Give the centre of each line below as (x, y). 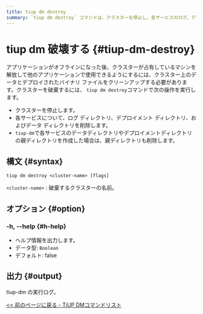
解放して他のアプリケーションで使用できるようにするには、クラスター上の (99, 75)
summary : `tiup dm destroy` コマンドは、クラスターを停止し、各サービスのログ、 (99, 18)
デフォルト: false (36, 255)
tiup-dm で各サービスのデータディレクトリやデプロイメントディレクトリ (103, 133)
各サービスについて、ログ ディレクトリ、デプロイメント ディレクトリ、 (103, 118)
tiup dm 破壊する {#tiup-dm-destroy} (101, 49)
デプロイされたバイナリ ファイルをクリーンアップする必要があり (102, 82)
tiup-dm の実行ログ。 (33, 292)
